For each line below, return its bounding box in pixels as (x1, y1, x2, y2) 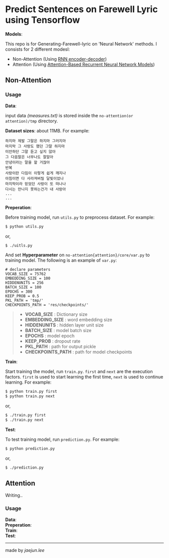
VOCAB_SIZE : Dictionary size (25, 311, 88, 317)
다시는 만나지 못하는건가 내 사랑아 (5, 187, 66, 192)
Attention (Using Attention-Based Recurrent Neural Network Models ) (12, 61, 155, 67)
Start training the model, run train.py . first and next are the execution (5, 368, 153, 375)
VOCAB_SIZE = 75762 (5, 271, 46, 276)
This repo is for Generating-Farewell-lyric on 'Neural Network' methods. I (5, 40, 157, 46)
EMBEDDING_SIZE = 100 (5, 276, 51, 281)
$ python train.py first (5, 389, 57, 394)
